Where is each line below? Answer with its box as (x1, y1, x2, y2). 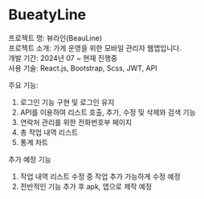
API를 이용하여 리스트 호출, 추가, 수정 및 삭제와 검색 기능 (19, 107, 197, 117)
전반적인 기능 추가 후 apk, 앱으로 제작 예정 (19, 181, 153, 191)
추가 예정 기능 (8, 154, 52, 164)
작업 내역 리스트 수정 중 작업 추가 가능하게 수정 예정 (19, 171, 181, 181)
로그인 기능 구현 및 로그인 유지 (19, 97, 115, 107)
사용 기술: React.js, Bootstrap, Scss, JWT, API (8, 63, 158, 73)
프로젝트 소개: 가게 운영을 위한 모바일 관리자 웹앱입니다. (8, 43, 182, 53)
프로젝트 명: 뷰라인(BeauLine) (8, 33, 103, 43)
